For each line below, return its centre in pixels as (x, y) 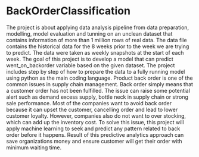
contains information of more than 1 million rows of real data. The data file (97, 40)
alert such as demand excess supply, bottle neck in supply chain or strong (97, 97)
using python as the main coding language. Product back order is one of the (99, 78)
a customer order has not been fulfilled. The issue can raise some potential (98, 90)
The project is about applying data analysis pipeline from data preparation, (98, 27)
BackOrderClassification (69, 11)
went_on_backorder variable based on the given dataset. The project (91, 65)
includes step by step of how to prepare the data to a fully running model (96, 71)
